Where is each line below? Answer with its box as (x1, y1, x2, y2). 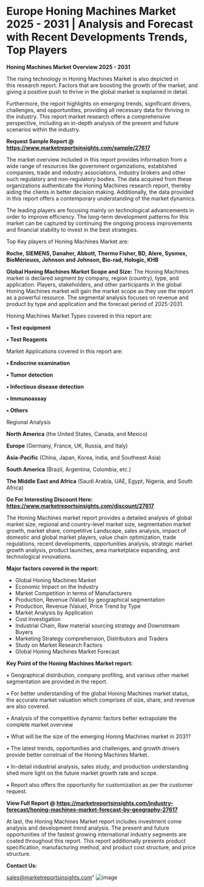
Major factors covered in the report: (6, 565, 99, 572)
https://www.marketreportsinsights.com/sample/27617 (6, 144, 150, 151)
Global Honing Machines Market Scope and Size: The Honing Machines (6, 268, 189, 275)
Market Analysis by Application (15, 608, 93, 616)
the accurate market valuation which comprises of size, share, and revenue (6, 696, 195, 704)
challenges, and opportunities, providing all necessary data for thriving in (6, 106, 190, 113)
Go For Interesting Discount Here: (6, 496, 93, 503)
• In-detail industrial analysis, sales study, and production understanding (6, 763, 189, 770)
